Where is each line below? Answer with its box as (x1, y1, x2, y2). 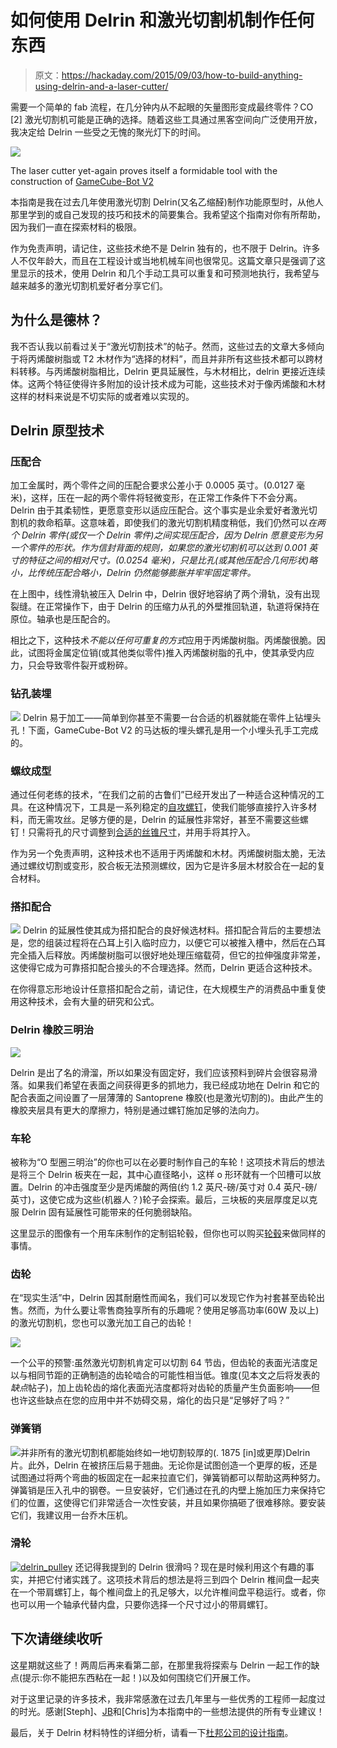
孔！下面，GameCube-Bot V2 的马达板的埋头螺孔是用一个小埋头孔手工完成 (10, 724, 319, 736)
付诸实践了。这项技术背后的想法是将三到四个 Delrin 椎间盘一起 (53, 1573, 312, 1585)
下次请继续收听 (10, 1631, 103, 1648)
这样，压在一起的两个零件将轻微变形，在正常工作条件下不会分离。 (31, 492, 303, 504)
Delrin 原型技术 (10, 422, 105, 440)
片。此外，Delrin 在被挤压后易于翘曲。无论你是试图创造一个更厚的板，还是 (10, 1459, 318, 1471)
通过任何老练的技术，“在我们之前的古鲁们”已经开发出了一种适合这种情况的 (10, 789, 317, 801)
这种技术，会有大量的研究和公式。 (18, 996, 160, 1008)
